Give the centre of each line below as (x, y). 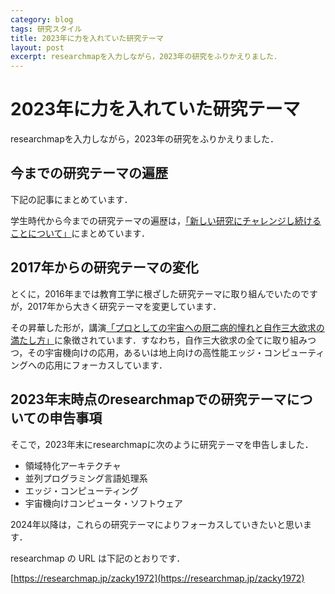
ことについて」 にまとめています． (80, 233)
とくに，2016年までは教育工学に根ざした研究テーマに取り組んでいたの (155, 293)
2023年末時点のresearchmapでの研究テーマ (148, 399)
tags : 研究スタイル (46, 29)
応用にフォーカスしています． (106, 365)
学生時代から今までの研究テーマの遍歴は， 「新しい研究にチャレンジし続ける (166, 220)
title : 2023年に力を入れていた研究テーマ (87, 38)
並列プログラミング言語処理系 (86, 478)
